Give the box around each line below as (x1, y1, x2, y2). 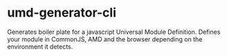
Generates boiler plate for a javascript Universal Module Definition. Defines (7, 28, 221, 36)
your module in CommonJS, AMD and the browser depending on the (7, 35, 203, 43)
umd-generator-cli (7, 5, 116, 21)
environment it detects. (7, 42, 73, 50)
